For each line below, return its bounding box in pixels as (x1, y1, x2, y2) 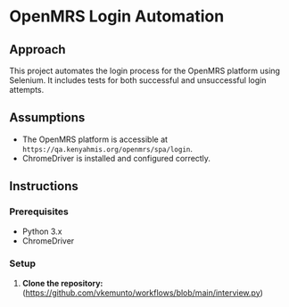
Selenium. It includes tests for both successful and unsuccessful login (9, 75, 267, 86)
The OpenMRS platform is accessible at (21, 134, 168, 145)
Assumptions (9, 110, 86, 126)
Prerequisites (9, 205, 69, 218)
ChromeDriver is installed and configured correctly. (21, 153, 211, 163)
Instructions (9, 178, 78, 194)
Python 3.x (21, 226, 62, 236)
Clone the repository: (21, 278, 103, 288)
